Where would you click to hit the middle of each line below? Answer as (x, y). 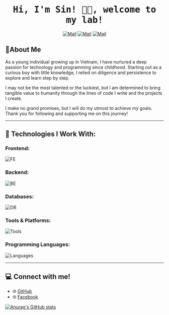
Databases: (20, 197)
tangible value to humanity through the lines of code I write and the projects (84, 93)
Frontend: (18, 149)
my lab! (84, 20)
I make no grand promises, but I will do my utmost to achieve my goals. (79, 108)
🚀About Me (23, 50)
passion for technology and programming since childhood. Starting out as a (83, 67)
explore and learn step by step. (37, 78)
